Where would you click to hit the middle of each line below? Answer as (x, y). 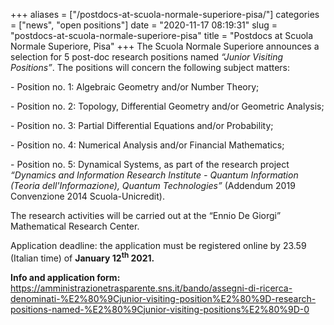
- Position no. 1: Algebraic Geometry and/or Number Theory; (135, 87)
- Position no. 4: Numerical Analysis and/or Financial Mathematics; (147, 145)
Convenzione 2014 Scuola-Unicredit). (87, 196)
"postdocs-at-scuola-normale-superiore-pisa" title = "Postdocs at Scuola (162, 35)
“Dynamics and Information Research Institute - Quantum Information (154, 175)
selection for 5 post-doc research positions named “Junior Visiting (147, 57)
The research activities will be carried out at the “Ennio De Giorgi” (146, 215)
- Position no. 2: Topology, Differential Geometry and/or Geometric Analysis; (167, 106)
